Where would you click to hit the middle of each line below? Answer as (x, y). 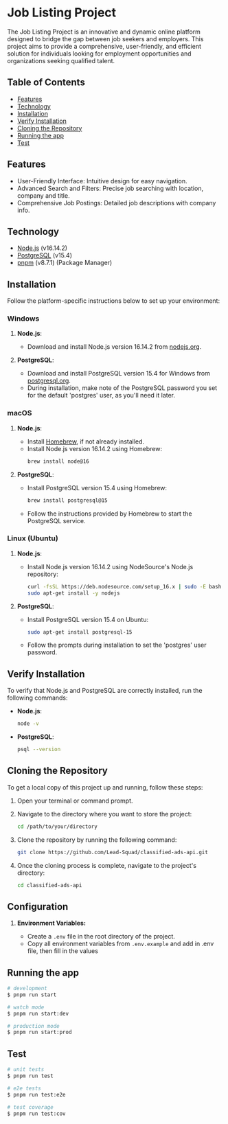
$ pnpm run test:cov (37, 1114)
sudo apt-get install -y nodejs (73, 593)
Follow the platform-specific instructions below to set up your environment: (114, 301)
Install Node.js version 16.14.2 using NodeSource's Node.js (110, 566)
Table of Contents (46, 83)
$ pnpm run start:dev (38, 1013)
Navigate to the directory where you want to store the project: (104, 814)
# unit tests (26, 1070)
